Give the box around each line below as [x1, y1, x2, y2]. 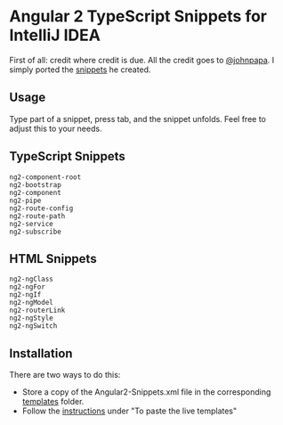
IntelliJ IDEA [9, 25, 101, 45]
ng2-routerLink [9, 306, 66, 315]
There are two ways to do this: [9, 370, 121, 380]
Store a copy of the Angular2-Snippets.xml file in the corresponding [21, 387, 271, 397]
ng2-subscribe [9, 227, 62, 236]
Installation [9, 346, 73, 361]
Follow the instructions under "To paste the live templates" [21, 405, 238, 416]
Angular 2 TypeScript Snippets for [9, 6, 267, 27]
